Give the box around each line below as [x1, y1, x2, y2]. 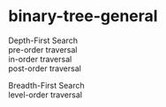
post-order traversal [8, 63, 81, 74]
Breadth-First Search [8, 80, 85, 90]
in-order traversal [8, 53, 72, 64]
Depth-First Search [8, 35, 79, 46]
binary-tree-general [8, 6, 158, 26]
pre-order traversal [8, 44, 78, 54]
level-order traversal [8, 89, 83, 100]
